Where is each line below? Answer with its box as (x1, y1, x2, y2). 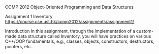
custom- (136, 28, 154, 34)
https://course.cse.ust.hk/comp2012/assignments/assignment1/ (5, 19, 134, 24)
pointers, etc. (5, 44, 32, 49)
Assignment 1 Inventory (5, 14, 53, 19)
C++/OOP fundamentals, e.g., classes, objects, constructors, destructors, (5, 38, 155, 44)
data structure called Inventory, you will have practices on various (17, 34, 151, 39)
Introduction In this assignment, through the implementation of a (5, 28, 135, 34)
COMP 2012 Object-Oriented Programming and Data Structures (5, 4, 134, 10)
